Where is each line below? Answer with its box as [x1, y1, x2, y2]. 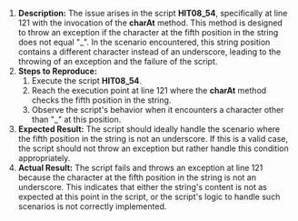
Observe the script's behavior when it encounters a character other [31, 105, 284, 115]
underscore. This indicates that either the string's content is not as [17, 182, 268, 192]
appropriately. [17, 153, 71, 163]
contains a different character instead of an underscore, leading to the [17, 46, 282, 57]
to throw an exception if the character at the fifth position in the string [17, 27, 279, 37]
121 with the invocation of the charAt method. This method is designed [17, 17, 283, 28]
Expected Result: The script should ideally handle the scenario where [17, 124, 281, 135]
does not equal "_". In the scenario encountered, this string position [17, 36, 271, 47]
